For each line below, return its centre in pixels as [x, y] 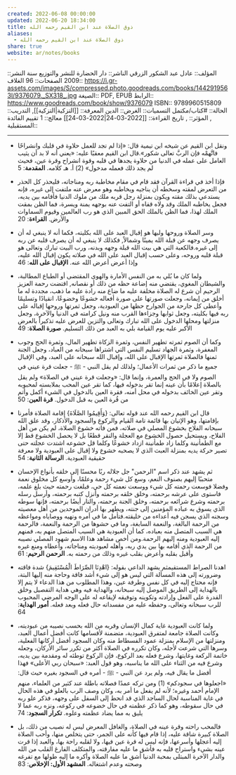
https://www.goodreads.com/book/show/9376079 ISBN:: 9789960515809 [114, 103]
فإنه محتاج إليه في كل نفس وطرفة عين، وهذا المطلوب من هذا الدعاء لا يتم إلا [117, 582]
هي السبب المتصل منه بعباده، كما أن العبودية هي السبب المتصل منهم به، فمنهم [120, 530]
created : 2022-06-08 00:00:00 [52, 14]
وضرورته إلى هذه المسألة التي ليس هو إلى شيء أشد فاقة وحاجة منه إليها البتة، [119, 574]
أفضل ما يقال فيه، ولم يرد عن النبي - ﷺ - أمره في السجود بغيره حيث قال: [114, 672]
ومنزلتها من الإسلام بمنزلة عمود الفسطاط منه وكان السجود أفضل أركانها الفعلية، [122, 640]
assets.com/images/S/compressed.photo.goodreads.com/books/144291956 [118, 88]
